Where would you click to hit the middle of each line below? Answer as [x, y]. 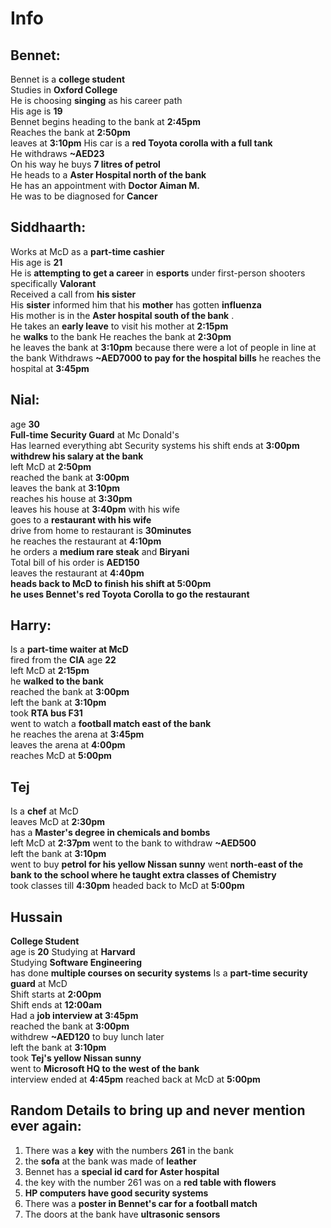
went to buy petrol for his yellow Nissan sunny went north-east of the [157, 864]
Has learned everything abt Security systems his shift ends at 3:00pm [155, 445]
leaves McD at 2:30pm [58, 822]
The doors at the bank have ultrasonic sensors [122, 1214]
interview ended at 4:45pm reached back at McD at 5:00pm [135, 1079]
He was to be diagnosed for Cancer [84, 196]
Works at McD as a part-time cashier [87, 251]
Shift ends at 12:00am [56, 1005]
